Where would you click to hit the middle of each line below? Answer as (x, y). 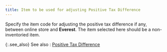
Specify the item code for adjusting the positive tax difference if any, (76, 24)
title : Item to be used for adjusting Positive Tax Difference (73, 10)
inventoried (17, 34)
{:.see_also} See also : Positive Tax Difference (53, 44)
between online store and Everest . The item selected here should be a (78, 29)
